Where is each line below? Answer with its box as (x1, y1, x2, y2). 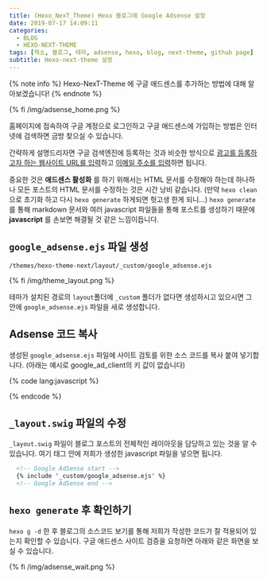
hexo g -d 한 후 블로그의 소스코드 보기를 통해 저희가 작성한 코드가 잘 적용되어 (9, 526, 249, 535)
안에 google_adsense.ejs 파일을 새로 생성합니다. (9, 301, 161, 311)
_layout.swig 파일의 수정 (9, 416, 126, 429)
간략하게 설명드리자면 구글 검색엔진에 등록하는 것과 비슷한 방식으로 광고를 (9, 148, 237, 157)
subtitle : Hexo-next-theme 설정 (9, 56, 114, 64)
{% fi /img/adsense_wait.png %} (9, 562, 116, 571)
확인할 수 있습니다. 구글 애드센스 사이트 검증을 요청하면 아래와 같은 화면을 (23, 536, 251, 546)
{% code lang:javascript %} (9, 375, 99, 386)
